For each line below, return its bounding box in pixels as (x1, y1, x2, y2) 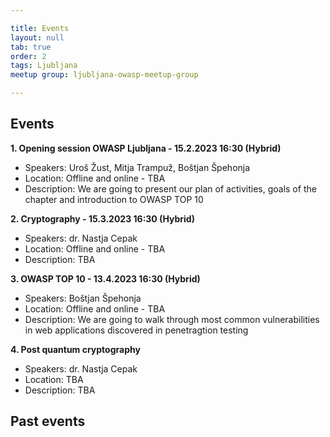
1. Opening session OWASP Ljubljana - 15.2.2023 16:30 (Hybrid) (10, 142, 282, 154)
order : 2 (10, 51, 47, 61)
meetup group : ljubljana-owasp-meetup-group (10, 70, 199, 80)
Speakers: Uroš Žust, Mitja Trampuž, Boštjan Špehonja (24, 161, 251, 173)
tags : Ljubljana (10, 61, 78, 71)
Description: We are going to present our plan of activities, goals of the (24, 182, 317, 195)
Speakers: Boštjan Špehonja (24, 292, 142, 304)
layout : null (10, 32, 65, 43)
